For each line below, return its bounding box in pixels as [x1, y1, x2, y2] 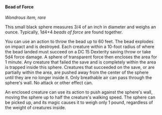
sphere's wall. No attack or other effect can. [5, 80, 93, 86]
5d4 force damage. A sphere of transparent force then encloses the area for [5, 54, 158, 60]
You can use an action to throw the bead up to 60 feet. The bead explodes [5, 39, 154, 45]
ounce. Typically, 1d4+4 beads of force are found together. [5, 29, 123, 35]
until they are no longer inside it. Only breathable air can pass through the [5, 75, 152, 81]
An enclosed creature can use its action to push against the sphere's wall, [5, 89, 153, 95]
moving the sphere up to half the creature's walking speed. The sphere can [5, 95, 156, 100]
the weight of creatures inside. [5, 105, 66, 111]
